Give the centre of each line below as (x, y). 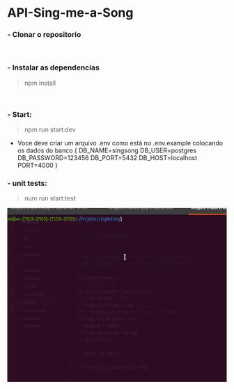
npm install (40, 83)
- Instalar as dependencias (53, 68)
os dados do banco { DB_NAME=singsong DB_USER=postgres (107, 150)
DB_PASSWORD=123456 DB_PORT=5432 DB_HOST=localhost (107, 158)
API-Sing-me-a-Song (70, 13)
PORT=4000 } (37, 166)
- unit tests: (27, 183)
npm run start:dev (50, 129)
